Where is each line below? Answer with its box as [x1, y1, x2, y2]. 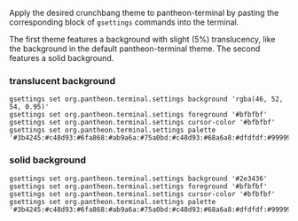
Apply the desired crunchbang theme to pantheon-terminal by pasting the [9, 8, 279, 18]
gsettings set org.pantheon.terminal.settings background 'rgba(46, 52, [9, 95, 284, 104]
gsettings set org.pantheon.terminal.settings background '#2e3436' [9, 174, 268, 183]
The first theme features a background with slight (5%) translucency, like [9, 34, 276, 44]
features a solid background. [9, 53, 114, 63]
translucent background [9, 74, 116, 87]
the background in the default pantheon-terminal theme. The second [9, 43, 261, 54]
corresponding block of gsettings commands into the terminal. [9, 17, 239, 27]
